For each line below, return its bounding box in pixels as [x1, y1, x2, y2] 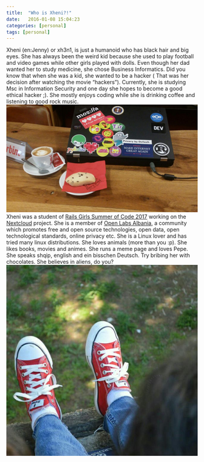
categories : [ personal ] [6, 22, 67, 28]
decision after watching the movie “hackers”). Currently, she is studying [6, 79, 186, 86]
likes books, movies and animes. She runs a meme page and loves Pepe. [6, 245, 188, 252]
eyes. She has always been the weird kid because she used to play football [6, 53, 194, 60]
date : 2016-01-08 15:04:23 [6, 16, 80, 22]
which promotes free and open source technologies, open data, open [6, 226, 180, 233]
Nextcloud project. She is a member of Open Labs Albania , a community [6, 219, 187, 227]
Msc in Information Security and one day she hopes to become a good [6, 85, 183, 92]
